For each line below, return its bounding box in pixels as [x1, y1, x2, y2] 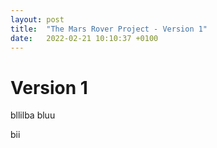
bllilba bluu [10, 109, 56, 121]
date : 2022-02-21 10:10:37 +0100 [10, 33, 159, 43]
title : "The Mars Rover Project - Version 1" [10, 24, 208, 34]
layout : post [10, 14, 65, 25]
